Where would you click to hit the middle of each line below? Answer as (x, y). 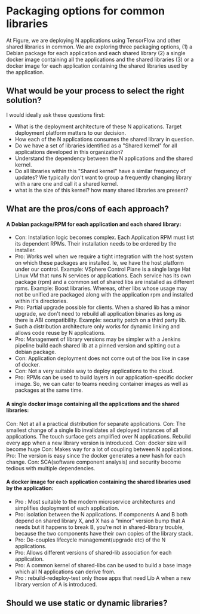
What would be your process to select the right (95, 91)
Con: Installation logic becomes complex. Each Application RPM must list (104, 237)
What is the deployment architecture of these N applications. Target (98, 126)
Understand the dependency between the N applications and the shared (104, 158)
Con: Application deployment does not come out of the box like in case (102, 358)
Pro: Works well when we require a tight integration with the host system (104, 256)
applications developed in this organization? (69, 152)
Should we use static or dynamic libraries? (87, 603)
